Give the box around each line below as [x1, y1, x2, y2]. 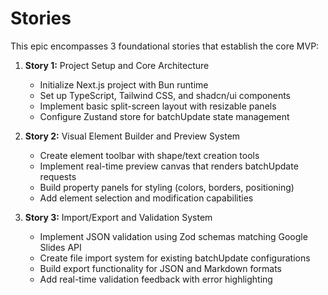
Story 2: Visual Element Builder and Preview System [24, 130, 241, 142]
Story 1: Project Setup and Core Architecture [24, 59, 210, 71]
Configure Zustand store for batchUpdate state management [39, 110, 290, 122]
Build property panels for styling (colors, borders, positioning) [39, 181, 295, 193]
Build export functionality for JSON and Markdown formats [39, 262, 282, 274]
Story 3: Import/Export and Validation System [24, 211, 213, 223]
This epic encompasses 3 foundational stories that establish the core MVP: [10, 40, 320, 52]
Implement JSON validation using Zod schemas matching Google [39, 230, 308, 242]
